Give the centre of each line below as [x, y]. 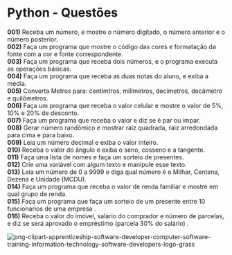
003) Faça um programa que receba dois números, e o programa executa [113, 61]
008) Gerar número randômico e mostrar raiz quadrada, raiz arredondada [113, 127]
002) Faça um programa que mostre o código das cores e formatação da [112, 46]
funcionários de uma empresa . [52, 209]
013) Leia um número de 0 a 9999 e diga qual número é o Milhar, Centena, [114, 172]
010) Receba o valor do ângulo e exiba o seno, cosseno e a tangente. [106, 150]
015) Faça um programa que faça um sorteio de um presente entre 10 [106, 201]
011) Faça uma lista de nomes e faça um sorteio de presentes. [96, 157]
